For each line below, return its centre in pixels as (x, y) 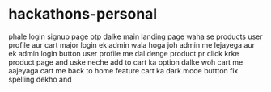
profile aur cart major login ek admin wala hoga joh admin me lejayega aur (131, 44)
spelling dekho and (40, 79)
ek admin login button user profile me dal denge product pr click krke (124, 53)
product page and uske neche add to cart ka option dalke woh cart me (126, 62)
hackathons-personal (83, 14)
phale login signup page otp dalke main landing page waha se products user (135, 36)
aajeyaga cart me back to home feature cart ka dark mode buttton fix (123, 70)
